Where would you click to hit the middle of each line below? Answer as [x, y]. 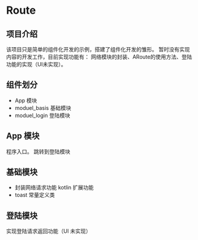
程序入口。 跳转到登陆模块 [38, 151]
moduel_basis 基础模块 [43, 107]
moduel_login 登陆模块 [42, 115]
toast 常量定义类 [35, 195]
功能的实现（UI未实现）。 [36, 64]
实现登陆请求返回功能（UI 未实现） [49, 231]
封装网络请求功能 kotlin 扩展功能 [54, 187]
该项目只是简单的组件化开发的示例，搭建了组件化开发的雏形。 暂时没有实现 [98, 49]
